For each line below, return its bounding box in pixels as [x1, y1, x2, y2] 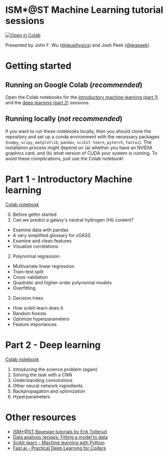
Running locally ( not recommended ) [5, 115, 123, 123]
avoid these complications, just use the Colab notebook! [5, 155, 124, 161]
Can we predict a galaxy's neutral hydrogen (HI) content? [12, 216, 134, 223]
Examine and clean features [12, 238, 72, 244]
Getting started [5, 60, 72, 72]
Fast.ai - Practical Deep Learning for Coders [12, 445, 106, 451]
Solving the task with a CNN [12, 372, 72, 378]
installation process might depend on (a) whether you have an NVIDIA [5, 144, 153, 151]
